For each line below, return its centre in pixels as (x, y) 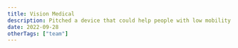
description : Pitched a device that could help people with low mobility (119, 20)
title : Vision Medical (41, 14)
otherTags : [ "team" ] (38, 34)
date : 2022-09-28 (33, 27)
